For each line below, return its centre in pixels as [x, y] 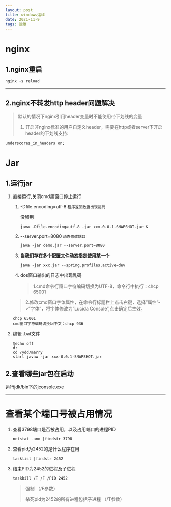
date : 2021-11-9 [22, 19]
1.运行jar [19, 183]
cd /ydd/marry [27, 353]
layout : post [19, 10]
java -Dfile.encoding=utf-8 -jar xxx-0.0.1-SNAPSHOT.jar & [84, 227]
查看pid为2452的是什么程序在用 [46, 449]
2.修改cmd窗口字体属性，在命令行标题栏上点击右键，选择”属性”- [93, 302]
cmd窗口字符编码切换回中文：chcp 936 [48, 324]
